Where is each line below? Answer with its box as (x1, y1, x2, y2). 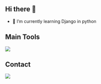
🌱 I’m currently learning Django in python (12, 18, 97, 24)
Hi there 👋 (5, 5, 36, 13)
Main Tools (5, 33, 40, 41)
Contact (5, 60, 31, 69)
